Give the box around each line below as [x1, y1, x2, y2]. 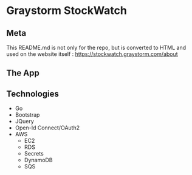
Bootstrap [15, 111, 40, 118]
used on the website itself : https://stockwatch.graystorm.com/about [6, 50, 178, 58]
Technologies [6, 89, 60, 99]
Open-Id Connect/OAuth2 [15, 124, 80, 131]
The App [6, 68, 39, 78]
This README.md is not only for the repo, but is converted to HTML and [6, 44, 187, 51]
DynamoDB [24, 156, 53, 164]
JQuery [15, 118, 35, 125]
